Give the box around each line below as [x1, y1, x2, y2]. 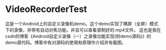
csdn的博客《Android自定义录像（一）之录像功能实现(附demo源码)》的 [5, 33, 151, 39]
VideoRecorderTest [5, 3, 87, 15]
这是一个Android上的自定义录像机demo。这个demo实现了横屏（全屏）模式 [5, 20, 159, 26]
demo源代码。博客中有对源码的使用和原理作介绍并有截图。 [5, 39, 126, 45]
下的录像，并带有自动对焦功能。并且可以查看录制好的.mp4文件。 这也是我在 [5, 26, 161, 33]
